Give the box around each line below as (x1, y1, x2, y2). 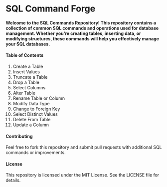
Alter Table (12, 90, 35, 96)
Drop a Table (12, 79, 39, 85)
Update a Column (12, 122, 49, 128)
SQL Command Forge (5, 3, 96, 14)
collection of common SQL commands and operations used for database (5, 25, 159, 31)
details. (5, 178, 21, 184)
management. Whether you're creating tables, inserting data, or (5, 30, 141, 36)
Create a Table (12, 63, 43, 69)
